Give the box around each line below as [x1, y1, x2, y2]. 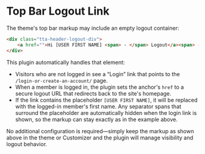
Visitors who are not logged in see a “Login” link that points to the [15, 70, 180, 77]
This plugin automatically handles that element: [6, 58, 125, 66]
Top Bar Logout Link [6, 4, 110, 18]
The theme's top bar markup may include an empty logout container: [6, 24, 179, 32]
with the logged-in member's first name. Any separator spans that [15, 102, 182, 110]
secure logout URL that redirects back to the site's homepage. [15, 89, 172, 97]
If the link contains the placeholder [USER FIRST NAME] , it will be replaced [15, 96, 198, 103]
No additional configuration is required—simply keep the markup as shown [6, 127, 194, 135]
